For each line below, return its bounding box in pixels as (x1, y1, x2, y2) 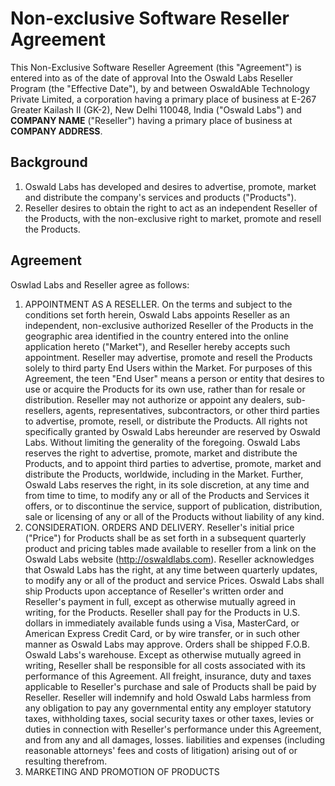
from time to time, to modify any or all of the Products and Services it (24, 489, 310, 501)
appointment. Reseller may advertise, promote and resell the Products (24, 351, 313, 363)
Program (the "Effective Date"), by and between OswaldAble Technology (10, 82, 310, 94)
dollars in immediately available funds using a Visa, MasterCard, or (24, 617, 300, 629)
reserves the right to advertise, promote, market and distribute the (24, 447, 298, 459)
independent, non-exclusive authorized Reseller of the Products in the (24, 319, 314, 331)
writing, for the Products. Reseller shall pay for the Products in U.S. (24, 606, 301, 618)
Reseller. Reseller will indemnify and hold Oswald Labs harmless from (24, 691, 312, 703)
